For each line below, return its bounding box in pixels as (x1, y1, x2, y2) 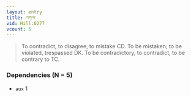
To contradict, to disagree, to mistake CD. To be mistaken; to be (21, 43, 182, 50)
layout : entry (6, 9, 43, 15)
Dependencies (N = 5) (6, 71, 73, 79)
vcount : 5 (6, 26, 32, 32)
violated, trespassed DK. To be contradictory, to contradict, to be (21, 49, 185, 57)
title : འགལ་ (6, 15, 36, 21)
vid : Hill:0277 (6, 20, 45, 26)
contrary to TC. (21, 56, 60, 63)
